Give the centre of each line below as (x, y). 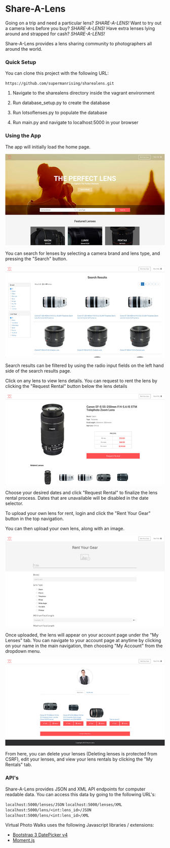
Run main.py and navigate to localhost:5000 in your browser (75, 123)
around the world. (24, 49)
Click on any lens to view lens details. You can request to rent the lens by (81, 381)
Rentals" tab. (19, 765)
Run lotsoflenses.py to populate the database (60, 113)
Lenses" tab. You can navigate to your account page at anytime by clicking (83, 641)
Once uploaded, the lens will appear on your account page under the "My (82, 635)
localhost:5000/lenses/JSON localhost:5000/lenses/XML (64, 805)
